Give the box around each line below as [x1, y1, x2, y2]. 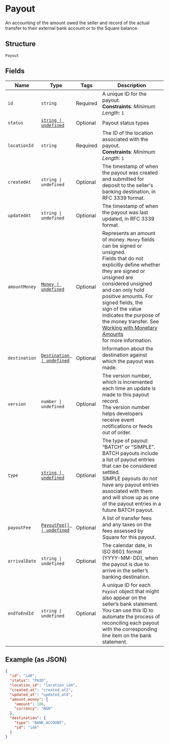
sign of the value [102, 305, 142, 312]
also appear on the [102, 594, 147, 601]
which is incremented [102, 378, 153, 385]
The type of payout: [102, 437, 149, 444]
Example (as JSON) [5, 655, 67, 664]
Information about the [102, 345, 153, 352]
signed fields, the [102, 299, 143, 306]
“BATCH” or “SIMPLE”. [102, 443, 155, 450]
